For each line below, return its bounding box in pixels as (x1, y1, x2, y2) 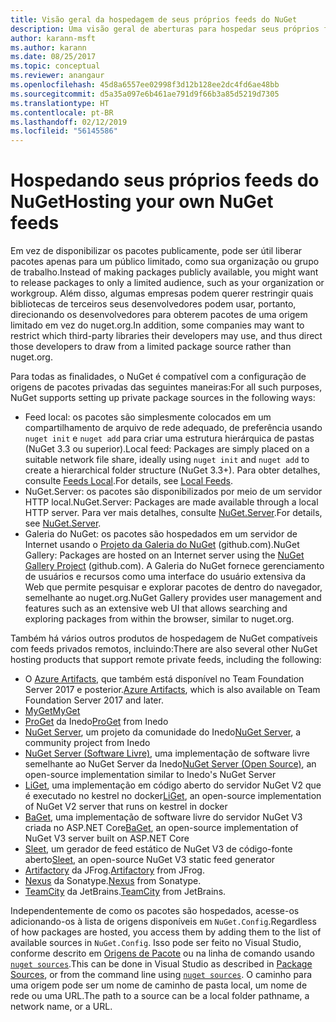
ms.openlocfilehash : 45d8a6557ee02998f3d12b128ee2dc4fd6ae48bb (10, 80, 280, 90)
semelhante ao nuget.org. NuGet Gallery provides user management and (24, 592, 322, 604)
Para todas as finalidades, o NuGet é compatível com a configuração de (10, 371, 307, 383)
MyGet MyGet (24, 705, 81, 717)
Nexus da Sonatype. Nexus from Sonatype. (24, 875, 202, 887)
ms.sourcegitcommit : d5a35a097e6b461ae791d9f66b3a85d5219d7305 (10, 89, 280, 99)
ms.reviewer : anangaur (10, 71, 105, 81)
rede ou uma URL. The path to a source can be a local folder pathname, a (10, 990, 310, 1002)
